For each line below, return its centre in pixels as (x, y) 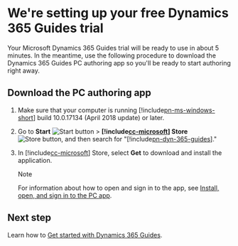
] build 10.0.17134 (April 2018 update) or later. (99, 117)
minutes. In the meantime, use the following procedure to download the (112, 55)
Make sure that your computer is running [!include (91, 110)
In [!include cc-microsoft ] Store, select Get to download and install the (120, 153)
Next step (29, 218)
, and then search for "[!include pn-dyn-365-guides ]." (139, 139)
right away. (24, 70)
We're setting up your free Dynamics (118, 13)
